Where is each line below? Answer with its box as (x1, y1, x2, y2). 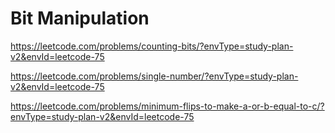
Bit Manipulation (10, 7, 150, 30)
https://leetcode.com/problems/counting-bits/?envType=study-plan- (10, 40, 294, 52)
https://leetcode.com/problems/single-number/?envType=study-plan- (10, 70, 299, 82)
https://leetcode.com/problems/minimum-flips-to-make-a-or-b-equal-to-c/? (10, 100, 325, 112)
